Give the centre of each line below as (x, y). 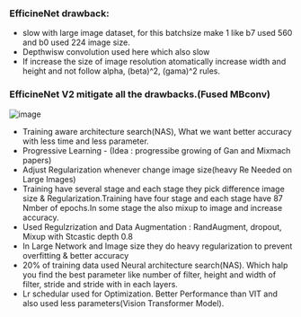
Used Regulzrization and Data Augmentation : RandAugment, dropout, (152, 226)
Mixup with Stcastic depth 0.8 (77, 236)
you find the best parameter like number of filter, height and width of (149, 274)
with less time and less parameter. (86, 141)
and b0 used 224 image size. (76, 42)
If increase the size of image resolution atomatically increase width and (154, 62)
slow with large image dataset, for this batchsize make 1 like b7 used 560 (157, 33)
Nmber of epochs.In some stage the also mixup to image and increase (152, 207)
